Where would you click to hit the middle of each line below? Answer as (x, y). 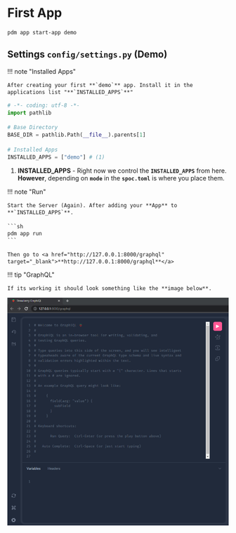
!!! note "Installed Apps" (41, 71)
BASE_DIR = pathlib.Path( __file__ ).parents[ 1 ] (77, 135)
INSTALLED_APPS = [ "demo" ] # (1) (56, 157)
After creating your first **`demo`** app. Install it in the (100, 85)
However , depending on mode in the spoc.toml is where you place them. (121, 178)
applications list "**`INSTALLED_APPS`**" (70, 92)
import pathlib (29, 113)
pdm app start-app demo (42, 32)
